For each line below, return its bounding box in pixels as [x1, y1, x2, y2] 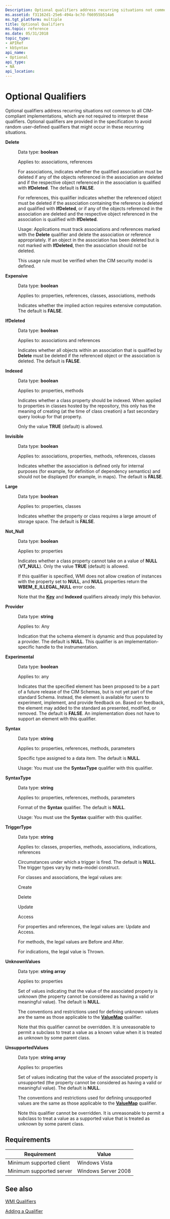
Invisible [5, 433, 24, 439]
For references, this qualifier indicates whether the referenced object [18, 194, 162, 201]
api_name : [5, 50, 26, 55]
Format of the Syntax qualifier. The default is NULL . [18, 804, 125, 810]
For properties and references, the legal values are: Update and [18, 923, 150, 929]
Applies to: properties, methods [18, 387, 84, 393]
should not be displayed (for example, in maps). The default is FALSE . [18, 473, 163, 479]
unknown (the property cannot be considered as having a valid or [18, 993, 154, 999]
